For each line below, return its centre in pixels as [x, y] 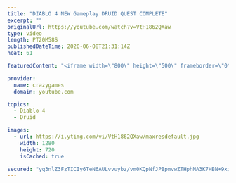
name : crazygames [39, 85]
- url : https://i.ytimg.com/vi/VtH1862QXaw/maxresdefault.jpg [106, 137]
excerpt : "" [25, 20]
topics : [19, 104]
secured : [20, 169]
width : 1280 [37, 143]
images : [19, 130]
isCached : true [42, 156]
